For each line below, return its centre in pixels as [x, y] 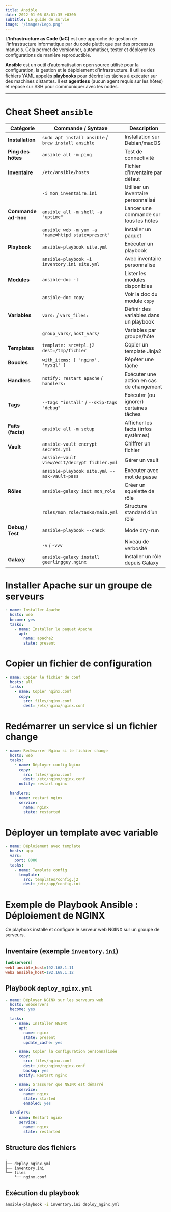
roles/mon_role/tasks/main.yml [80, 513]
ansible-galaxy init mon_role [79, 491]
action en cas [140, 381]
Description [144, 128]
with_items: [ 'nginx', [71, 360]
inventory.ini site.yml [71, 264]
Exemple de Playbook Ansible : [72, 905]
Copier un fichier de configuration [79, 664]
